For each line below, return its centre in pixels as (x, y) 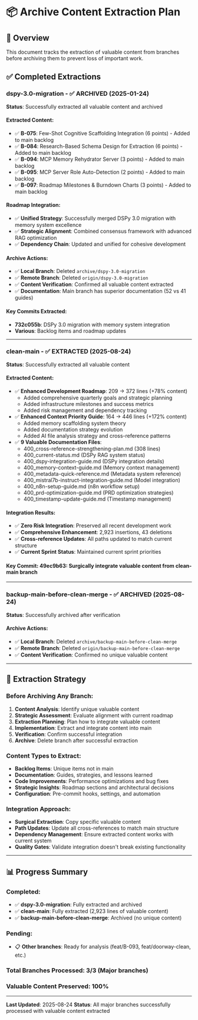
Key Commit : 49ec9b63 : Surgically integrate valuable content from (90, 566)
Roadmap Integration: (33, 205)
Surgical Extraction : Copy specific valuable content (78, 822)
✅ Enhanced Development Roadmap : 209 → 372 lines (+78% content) (101, 391)
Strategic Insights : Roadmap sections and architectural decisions (94, 787)
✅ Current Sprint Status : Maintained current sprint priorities (88, 552)
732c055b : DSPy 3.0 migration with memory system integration (92, 324)
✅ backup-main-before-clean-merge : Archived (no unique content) (98, 918)
